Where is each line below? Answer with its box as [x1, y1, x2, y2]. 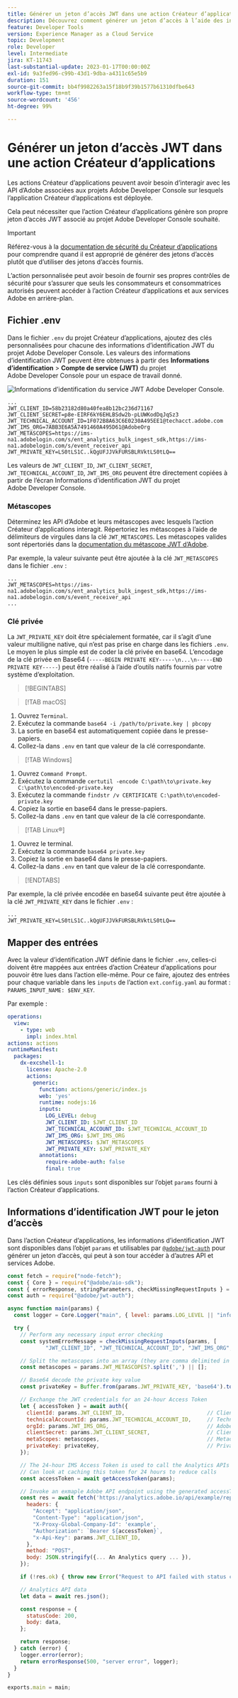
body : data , [25, 1618, 62, 1626]
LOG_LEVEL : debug [45, 1112, 97, 1119]
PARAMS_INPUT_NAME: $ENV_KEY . [7, 986, 96, 994]
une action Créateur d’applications [7, 155, 216, 171]
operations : [7, 1014, 42, 1021]
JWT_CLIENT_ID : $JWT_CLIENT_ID [45, 1119, 138, 1127]
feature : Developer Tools [7, 23, 84, 31]
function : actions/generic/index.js [38, 1085, 147, 1093]
